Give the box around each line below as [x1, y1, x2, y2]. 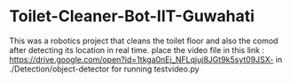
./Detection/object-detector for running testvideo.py [9, 64, 200, 74]
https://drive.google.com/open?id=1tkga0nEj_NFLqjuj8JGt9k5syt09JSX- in [9, 54, 282, 64]
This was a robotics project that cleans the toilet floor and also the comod [9, 35, 279, 46]
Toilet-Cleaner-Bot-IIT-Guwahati [9, 6, 256, 26]
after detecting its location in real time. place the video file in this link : [9, 44, 264, 55]
